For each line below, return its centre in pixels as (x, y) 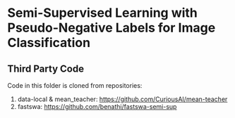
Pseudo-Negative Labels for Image (112, 28)
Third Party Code (46, 68)
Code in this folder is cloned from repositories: (75, 85)
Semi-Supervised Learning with (102, 13)
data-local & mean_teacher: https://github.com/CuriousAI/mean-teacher (122, 99)
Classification (49, 43)
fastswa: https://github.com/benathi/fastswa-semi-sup (97, 106)
